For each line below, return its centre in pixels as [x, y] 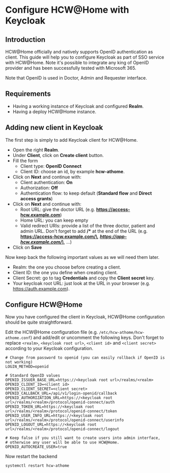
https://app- [114, 236]
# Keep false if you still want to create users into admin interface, [83, 438]
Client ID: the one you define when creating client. [65, 272]
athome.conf [18, 338]
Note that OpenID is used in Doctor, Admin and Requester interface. [76, 78]
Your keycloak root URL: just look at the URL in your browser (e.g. [81, 283]
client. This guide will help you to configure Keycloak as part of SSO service [85, 57]
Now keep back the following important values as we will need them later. [82, 257]
